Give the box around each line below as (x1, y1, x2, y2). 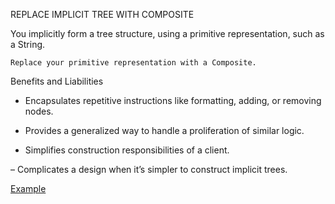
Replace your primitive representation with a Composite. (10, 58, 257, 68)
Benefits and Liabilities (10, 75, 104, 87)
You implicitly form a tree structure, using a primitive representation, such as (10, 28, 325, 39)
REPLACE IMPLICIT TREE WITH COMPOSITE (10, 9, 195, 20)
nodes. (24, 105, 54, 117)
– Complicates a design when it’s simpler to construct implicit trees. (10, 164, 288, 175)
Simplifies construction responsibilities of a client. (24, 144, 230, 156)
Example (10, 183, 47, 194)
